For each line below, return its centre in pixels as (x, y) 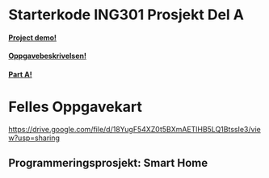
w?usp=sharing (34, 138)
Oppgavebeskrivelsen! (48, 56)
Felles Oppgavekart (76, 107)
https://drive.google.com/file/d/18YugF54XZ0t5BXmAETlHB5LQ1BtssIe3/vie (134, 129)
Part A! (20, 74)
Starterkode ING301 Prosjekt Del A (126, 15)
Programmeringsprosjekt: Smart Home (108, 163)
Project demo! (33, 37)
